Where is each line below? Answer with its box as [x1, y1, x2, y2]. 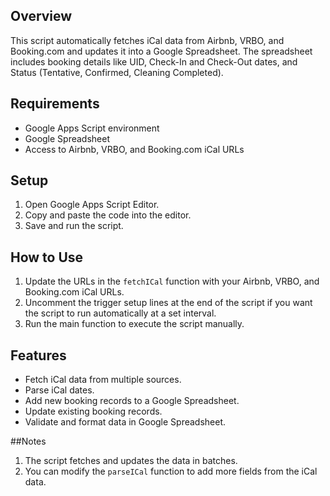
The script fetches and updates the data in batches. [24, 455, 238, 467]
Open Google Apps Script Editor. [24, 199, 160, 211]
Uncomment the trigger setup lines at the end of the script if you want [24, 297, 313, 309]
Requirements [10, 95, 100, 113]
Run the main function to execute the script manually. [24, 318, 245, 330]
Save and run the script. [24, 220, 124, 232]
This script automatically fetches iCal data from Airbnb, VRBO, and [10, 34, 285, 46]
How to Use [10, 249, 84, 266]
